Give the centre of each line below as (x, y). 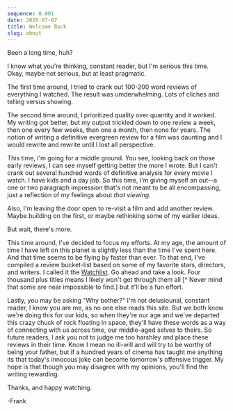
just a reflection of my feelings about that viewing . (79, 195)
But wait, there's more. (40, 229)
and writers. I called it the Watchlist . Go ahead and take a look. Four (104, 272)
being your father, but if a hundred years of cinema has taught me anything (115, 352)
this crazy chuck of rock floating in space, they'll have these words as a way (116, 323)
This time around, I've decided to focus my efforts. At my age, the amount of (116, 243)
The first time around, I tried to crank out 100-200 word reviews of (102, 87)
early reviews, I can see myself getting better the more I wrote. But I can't (112, 166)
